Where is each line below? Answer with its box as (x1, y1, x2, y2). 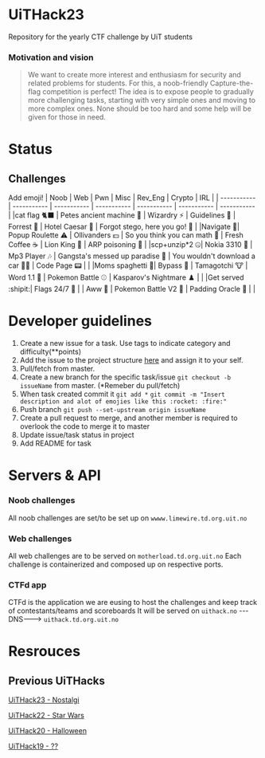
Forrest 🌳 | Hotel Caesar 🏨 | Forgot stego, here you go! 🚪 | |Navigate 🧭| (8, 222, 240, 232)
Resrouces (8, 642, 81, 661)
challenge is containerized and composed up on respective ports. (8, 560, 224, 569)
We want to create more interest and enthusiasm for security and (27, 70, 241, 80)
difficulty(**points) (19, 347, 82, 356)
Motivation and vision (8, 52, 94, 63)
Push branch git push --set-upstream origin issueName (19, 405, 207, 414)
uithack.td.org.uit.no (43, 616, 119, 624)
